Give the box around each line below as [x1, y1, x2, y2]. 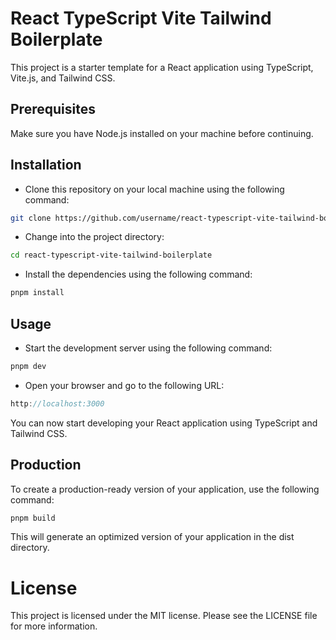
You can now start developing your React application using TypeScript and [10, 417, 318, 429]
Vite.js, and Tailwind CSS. [10, 72, 116, 84]
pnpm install [10, 288, 65, 298]
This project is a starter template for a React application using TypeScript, [10, 61, 314, 73]
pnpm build [10, 513, 56, 523]
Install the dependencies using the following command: [24, 268, 253, 281]
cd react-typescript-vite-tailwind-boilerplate [10, 250, 213, 261]
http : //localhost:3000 [10, 398, 105, 409]
